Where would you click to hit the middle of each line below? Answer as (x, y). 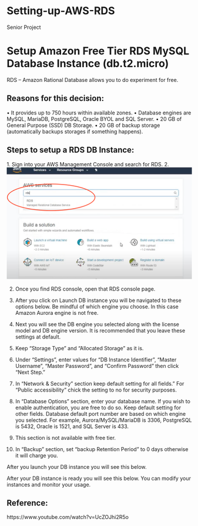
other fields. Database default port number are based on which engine (100, 413)
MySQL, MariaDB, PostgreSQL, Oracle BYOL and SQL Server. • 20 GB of (94, 119)
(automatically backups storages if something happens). (75, 131)
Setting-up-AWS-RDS (61, 11)
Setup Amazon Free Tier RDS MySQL (98, 51)
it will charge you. (36, 455)
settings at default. (38, 337)
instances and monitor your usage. (49, 484)
